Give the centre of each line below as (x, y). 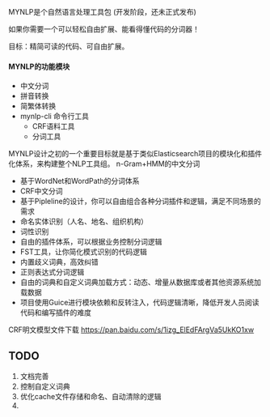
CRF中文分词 (41, 191)
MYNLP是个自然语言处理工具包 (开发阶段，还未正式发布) (102, 12)
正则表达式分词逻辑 (52, 272)
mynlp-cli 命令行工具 (55, 117)
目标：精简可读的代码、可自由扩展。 (69, 46)
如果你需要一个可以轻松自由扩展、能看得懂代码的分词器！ (104, 29)
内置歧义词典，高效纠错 (59, 262)
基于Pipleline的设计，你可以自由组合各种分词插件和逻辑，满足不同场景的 (140, 202)
